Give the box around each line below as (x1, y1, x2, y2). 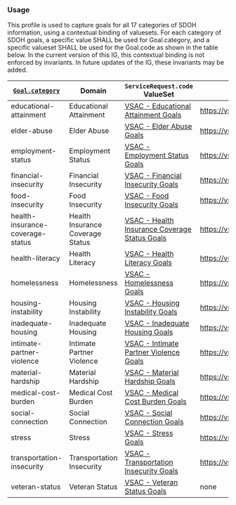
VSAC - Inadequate (124, 319, 190, 328)
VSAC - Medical (124, 388, 179, 398)
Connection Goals (124, 417, 184, 427)
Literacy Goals (124, 258, 172, 268)
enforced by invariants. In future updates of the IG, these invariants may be (7, 58, 225, 67)
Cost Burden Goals (124, 397, 188, 407)
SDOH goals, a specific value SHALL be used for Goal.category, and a (7, 36, 210, 44)
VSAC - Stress (124, 428, 173, 438)
